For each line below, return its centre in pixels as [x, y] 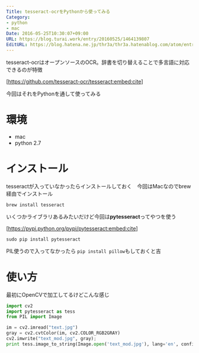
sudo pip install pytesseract [44, 239]
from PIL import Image [34, 317]
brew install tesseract [36, 205]
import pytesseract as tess [41, 312]
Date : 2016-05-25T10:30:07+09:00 [47, 34]
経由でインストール [30, 194]
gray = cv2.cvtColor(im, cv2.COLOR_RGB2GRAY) [63, 333]
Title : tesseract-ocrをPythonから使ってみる [58, 12]
